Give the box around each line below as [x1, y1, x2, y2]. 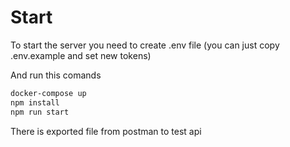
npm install [10, 97, 60, 108]
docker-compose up [10, 88, 87, 98]
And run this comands [10, 69, 102, 81]
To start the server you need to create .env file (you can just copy [10, 39, 280, 51]
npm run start [10, 107, 70, 117]
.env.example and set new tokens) [10, 49, 152, 61]
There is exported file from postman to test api [10, 125, 202, 137]
